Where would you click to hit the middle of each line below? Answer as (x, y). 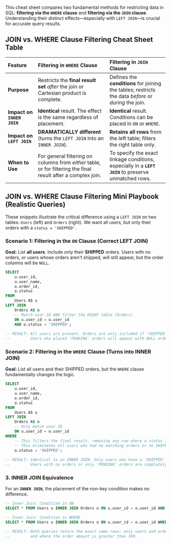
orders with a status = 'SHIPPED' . (41, 228)
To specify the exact (134, 153)
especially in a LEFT (132, 165)
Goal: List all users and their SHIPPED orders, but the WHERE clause (75, 369)
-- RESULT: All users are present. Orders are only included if (75, 334)
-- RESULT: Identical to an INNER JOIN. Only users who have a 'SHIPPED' (85, 460)
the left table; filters (133, 138)
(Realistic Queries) (35, 204)
